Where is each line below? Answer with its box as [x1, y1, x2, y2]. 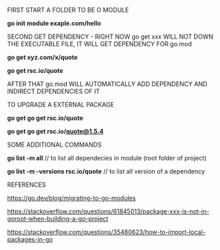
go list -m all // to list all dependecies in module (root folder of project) [7, 154, 207, 162]
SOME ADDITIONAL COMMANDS [7, 140, 102, 149]
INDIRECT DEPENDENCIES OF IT [7, 87, 100, 95]
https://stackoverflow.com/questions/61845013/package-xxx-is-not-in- [7, 207, 210, 216]
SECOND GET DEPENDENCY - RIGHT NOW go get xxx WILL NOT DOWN [7, 32, 214, 41]
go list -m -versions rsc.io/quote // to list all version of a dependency [7, 167, 205, 175]
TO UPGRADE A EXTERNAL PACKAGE [7, 101, 115, 109]
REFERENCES [7, 180, 46, 189]
